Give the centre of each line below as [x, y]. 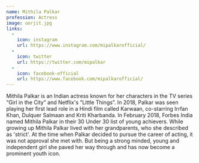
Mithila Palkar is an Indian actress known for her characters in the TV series [99, 96]
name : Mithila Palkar [33, 12]
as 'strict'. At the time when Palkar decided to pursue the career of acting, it [99, 134]
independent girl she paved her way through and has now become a [91, 147]
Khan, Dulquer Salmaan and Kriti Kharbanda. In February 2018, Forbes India [99, 115]
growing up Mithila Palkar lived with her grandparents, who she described [97, 128]
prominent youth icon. [34, 153]
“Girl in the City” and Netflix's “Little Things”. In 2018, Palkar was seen [92, 102]
